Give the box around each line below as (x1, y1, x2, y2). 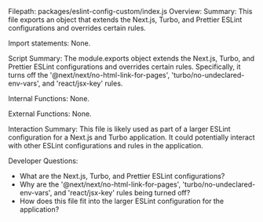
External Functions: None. (8, 109, 92, 118)
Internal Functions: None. (8, 94, 90, 103)
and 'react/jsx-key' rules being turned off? (53, 188, 191, 197)
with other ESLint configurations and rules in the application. (8, 141, 204, 150)
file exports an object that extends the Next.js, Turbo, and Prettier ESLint (8, 15, 243, 24)
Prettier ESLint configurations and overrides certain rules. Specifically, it (8, 62, 241, 71)
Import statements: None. (8, 38, 91, 48)
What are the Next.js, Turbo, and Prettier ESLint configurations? (19, 172, 225, 180)
